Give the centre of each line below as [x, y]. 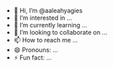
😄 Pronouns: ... [36, 50]
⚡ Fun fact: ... [32, 57]
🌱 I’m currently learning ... [50, 25]
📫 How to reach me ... [46, 40]
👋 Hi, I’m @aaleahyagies [48, 11]
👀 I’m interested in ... [43, 18]
